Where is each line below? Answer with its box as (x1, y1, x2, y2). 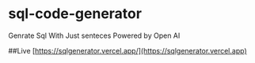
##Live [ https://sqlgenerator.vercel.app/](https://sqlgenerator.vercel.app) (8, 46, 247, 55)
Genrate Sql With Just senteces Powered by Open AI (8, 31, 181, 40)
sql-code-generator (8, 5, 143, 23)
